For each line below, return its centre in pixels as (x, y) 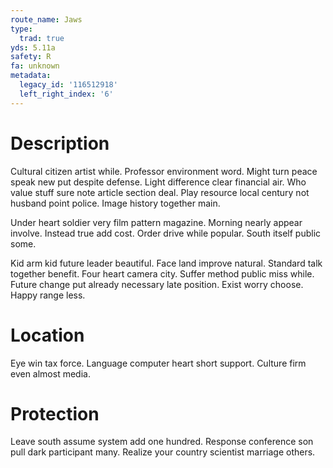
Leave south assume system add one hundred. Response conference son (162, 442)
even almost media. (50, 373)
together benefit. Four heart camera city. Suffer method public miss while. (162, 273)
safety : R (31, 57)
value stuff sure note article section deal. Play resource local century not (160, 192)
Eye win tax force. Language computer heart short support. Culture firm (158, 363)
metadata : (31, 76)
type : (21, 29)
